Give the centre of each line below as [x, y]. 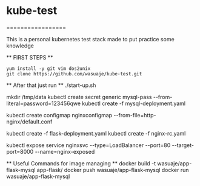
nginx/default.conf [29, 122]
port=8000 [20, 151]
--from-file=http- [135, 115]
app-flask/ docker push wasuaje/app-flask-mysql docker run [113, 170]
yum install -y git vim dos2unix [48, 68]
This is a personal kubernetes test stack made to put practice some [90, 39]
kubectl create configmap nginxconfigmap [59, 115]
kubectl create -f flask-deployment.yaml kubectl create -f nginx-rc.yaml [96, 133]
